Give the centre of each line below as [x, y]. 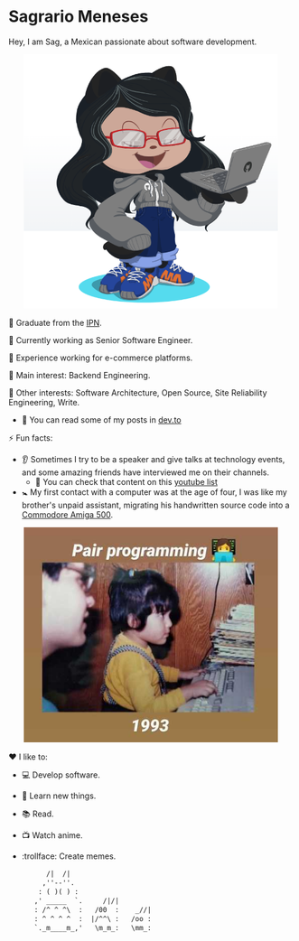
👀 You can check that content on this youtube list [126, 481]
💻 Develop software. [61, 775]
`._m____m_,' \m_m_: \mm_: [93, 928]
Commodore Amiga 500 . [67, 514]
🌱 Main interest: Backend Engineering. [79, 375]
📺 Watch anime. [52, 835]
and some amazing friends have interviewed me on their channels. [145, 472]
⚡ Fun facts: [31, 438]
